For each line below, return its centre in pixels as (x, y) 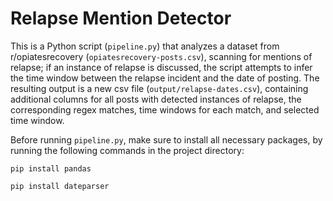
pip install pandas (51, 168)
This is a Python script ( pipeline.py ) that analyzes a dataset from (145, 46)
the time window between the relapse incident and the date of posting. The (165, 78)
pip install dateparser (60, 186)
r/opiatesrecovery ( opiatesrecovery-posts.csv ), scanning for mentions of (161, 56)
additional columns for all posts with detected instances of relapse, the (156, 99)
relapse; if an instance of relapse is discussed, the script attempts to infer (161, 67)
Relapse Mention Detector (121, 18)
